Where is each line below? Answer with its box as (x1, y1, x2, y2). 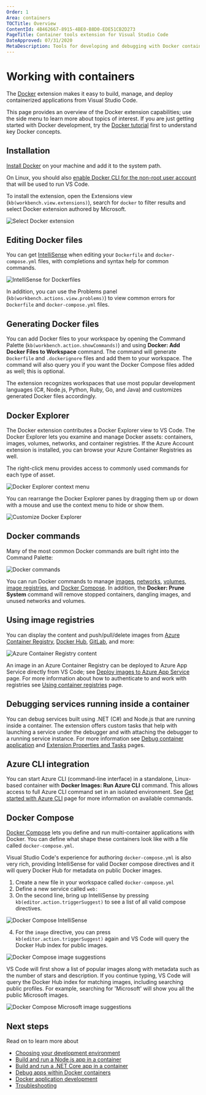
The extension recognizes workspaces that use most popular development (6, 380, 196, 387)
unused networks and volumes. (6, 597, 86, 604)
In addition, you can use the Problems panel (6, 288, 118, 295)
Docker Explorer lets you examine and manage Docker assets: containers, (6, 433, 193, 440)
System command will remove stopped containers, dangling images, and (6, 590, 191, 598)
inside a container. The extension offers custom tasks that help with (6, 721, 178, 729)
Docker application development (15, 1075, 98, 1083)
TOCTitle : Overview (6, 20, 56, 26)
